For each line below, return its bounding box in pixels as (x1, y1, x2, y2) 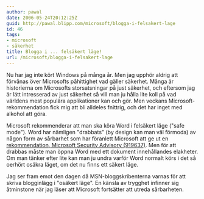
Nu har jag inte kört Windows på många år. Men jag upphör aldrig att (6, 71, 178, 78)
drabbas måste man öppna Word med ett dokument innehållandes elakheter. (6, 148, 199, 155)
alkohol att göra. (6, 110, 47, 117)
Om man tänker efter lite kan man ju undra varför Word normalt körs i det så (6, 154, 196, 162)
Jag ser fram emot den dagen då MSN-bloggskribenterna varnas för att (6, 172, 186, 180)
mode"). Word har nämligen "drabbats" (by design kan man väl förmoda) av (6, 128, 196, 136)
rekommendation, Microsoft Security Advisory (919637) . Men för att (6, 141, 177, 148)
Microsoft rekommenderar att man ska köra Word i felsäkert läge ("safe (6, 121, 185, 129)
